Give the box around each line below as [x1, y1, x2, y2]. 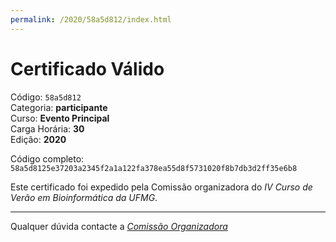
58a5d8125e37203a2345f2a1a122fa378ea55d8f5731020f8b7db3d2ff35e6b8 [10, 163, 298, 173]
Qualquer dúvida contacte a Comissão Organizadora [10, 220, 228, 232]
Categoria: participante [10, 101, 108, 113]
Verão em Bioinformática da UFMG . [10, 191, 158, 203]
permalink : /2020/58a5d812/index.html [10, 14, 172, 25]
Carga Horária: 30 [10, 122, 85, 135]
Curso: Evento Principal [10, 112, 110, 124]
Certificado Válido [10, 57, 165, 80]
